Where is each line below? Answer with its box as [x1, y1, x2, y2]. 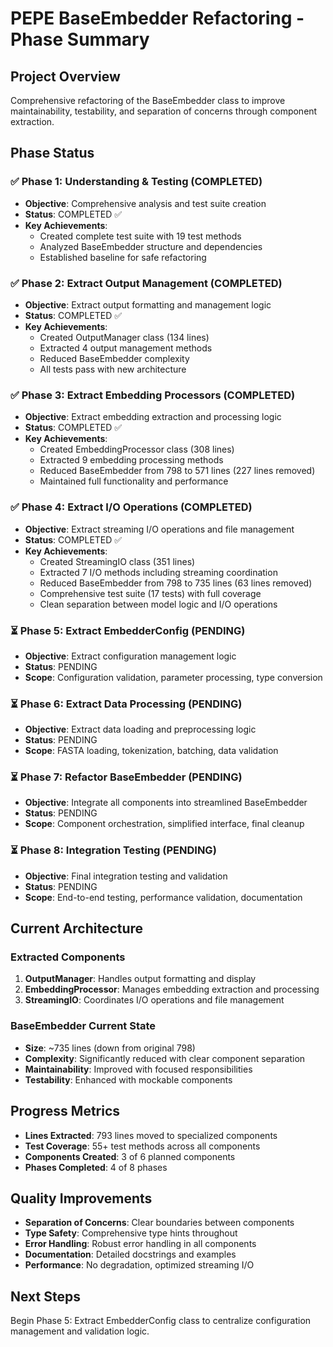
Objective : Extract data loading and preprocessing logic [24, 723, 257, 736]
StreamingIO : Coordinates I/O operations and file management [24, 994, 285, 1006]
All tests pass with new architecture [39, 363, 187, 375]
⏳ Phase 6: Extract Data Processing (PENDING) [10, 697, 243, 711]
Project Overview [10, 68, 121, 85]
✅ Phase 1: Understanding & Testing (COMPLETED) [10, 175, 263, 189]
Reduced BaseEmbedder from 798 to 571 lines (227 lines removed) [39, 465, 316, 477]
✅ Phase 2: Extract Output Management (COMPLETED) [10, 276, 283, 290]
